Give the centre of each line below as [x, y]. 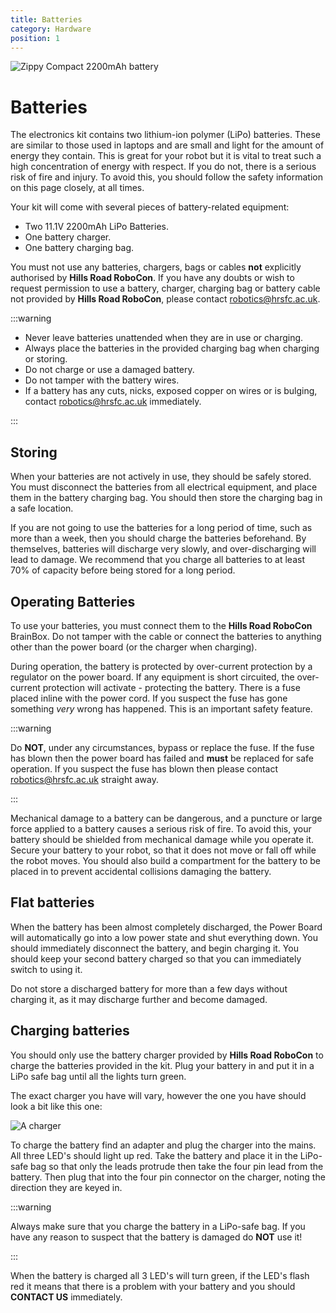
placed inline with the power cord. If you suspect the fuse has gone [149, 698]
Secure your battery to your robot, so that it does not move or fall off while [163, 850]
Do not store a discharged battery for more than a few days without [149, 988]
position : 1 [35, 38]
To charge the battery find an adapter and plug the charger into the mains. [163, 1145]
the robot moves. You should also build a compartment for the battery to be [165, 860]
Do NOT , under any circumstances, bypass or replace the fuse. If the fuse [162, 747]
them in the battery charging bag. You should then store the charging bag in [166, 498]
